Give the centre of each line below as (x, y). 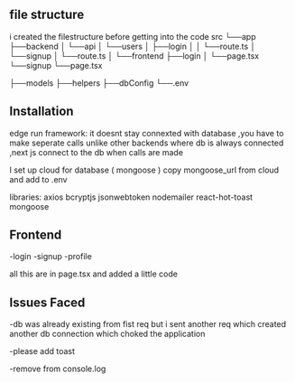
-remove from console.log (58, 369)
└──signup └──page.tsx (56, 65)
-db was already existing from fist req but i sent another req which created (148, 324)
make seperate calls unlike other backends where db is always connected (147, 143)
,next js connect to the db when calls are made (96, 152)
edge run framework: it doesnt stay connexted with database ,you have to (147, 133)
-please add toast (42, 351)
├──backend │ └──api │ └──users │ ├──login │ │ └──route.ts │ (133, 46)
